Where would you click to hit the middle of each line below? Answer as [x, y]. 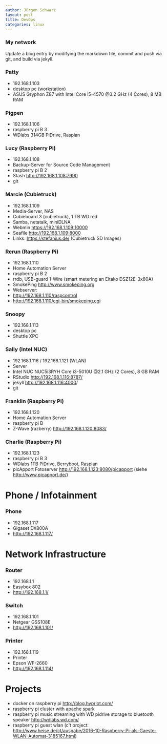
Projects [24, 689]
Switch [14, 606]
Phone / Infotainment [51, 495]
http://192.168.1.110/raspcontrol [45, 296]
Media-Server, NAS [33, 211]
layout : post [19, 15]
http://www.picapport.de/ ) [40, 475]
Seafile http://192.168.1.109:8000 [47, 233]
